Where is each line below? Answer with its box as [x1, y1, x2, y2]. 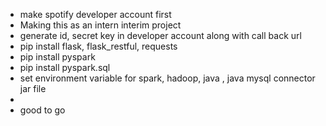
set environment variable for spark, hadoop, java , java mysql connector [19, 72, 316, 84]
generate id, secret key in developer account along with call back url [19, 30, 302, 41]
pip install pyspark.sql [19, 62, 111, 73]
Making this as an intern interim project [19, 19, 182, 31]
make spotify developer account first [19, 9, 172, 20]
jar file [19, 83, 47, 94]
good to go [19, 104, 66, 116]
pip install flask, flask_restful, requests [19, 40, 178, 52]
